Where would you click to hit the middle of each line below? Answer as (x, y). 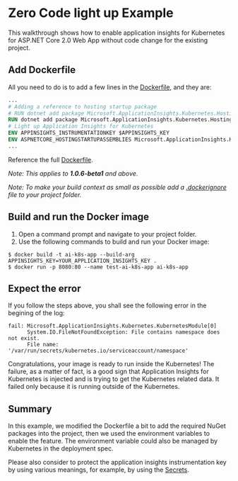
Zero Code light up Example (91, 13)
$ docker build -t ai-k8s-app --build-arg (71, 254)
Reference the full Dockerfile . (51, 159)
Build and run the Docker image (78, 217)
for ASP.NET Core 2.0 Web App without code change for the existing (108, 40)
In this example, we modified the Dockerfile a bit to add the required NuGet (117, 426)
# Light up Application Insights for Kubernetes (81, 126)
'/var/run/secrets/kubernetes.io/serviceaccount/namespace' (99, 351)
